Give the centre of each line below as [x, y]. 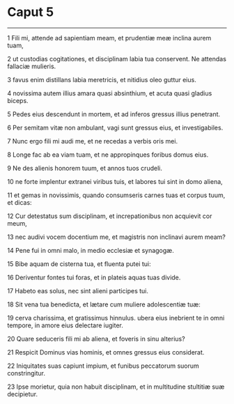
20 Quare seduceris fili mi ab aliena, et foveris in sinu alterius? [96, 339]
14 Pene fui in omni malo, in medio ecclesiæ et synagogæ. [91, 250]
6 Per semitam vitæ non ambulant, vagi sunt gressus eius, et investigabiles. [115, 127]
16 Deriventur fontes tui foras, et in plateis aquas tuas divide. [94, 277]
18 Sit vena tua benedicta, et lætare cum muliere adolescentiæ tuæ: [104, 304]
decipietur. [23, 394]
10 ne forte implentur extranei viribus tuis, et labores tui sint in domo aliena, [115, 181]
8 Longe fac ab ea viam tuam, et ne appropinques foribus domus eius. [108, 155]
